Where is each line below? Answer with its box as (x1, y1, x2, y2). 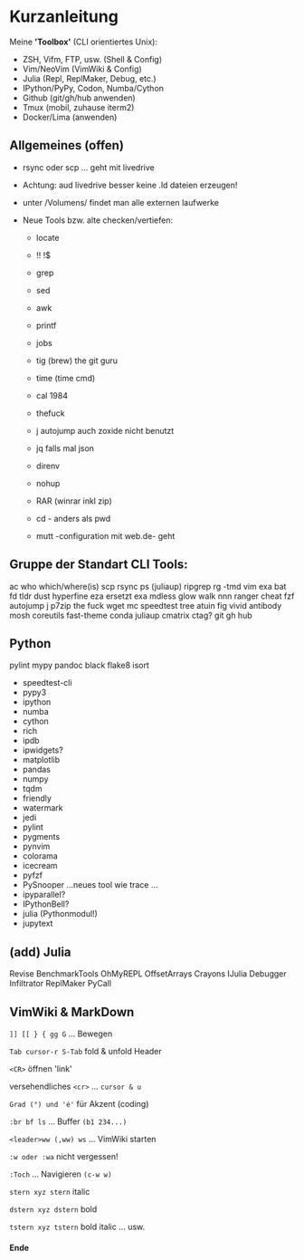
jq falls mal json (35, 442, 95, 454)
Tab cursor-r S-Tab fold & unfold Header (9, 1046, 163, 1056)
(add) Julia (9, 944, 71, 959)
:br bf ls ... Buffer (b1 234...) (9, 1116, 128, 1127)
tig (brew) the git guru (35, 355, 119, 366)
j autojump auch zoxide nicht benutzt (35, 425, 175, 436)
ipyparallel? (22, 890, 66, 900)
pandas (22, 764, 52, 775)
